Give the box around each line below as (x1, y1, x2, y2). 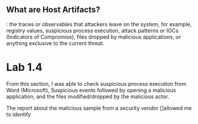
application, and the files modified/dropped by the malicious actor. (6, 92, 169, 100)
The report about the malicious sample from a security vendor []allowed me (6, 104, 192, 111)
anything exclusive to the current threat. (6, 39, 104, 46)
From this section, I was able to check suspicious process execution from (6, 80, 187, 87)
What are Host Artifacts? (6, 5, 100, 15)
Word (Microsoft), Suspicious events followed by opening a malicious (6, 86, 177, 94)
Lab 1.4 (6, 61, 43, 74)
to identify (6, 110, 32, 118)
